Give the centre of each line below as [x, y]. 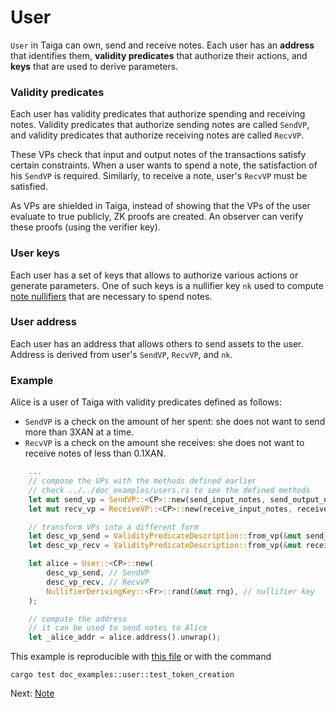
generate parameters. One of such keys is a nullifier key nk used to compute [167, 285]
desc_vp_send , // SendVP [98, 573]
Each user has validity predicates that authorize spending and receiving [158, 114]
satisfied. [29, 187]
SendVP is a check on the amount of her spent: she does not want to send [175, 422]
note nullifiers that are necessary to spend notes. [111, 296]
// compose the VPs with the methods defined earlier [142, 481]
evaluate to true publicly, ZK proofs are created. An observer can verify [157, 217]
